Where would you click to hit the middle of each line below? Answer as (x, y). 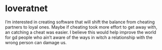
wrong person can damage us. (36, 42)
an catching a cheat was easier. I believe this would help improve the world (81, 32)
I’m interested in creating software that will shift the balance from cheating (80, 22)
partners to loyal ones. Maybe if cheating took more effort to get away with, (81, 27)
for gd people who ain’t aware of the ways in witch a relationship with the (79, 37)
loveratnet (26, 8)
